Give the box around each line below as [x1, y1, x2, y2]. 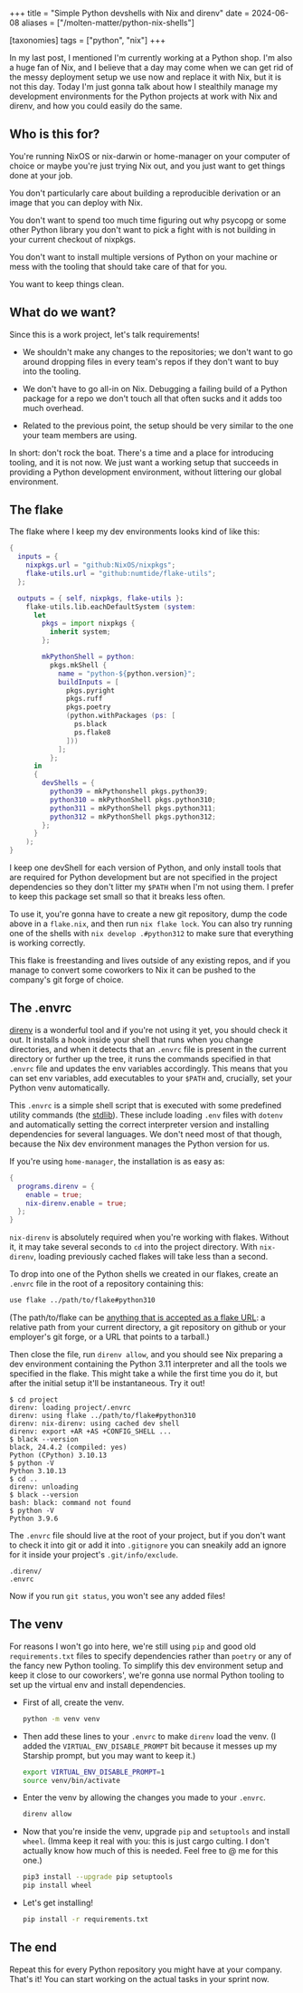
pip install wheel [22, 1881, 92, 1891]
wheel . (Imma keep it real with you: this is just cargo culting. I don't [22, 1835, 270, 1846]
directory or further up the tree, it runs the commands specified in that [9, 1053, 271, 1064]
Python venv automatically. [9, 1082, 110, 1093]
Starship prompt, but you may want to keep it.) [22, 1749, 196, 1760]
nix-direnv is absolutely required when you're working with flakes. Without [9, 1231, 289, 1243]
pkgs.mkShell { [49, 660, 107, 669]
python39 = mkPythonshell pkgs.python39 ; [49, 787, 208, 796]
